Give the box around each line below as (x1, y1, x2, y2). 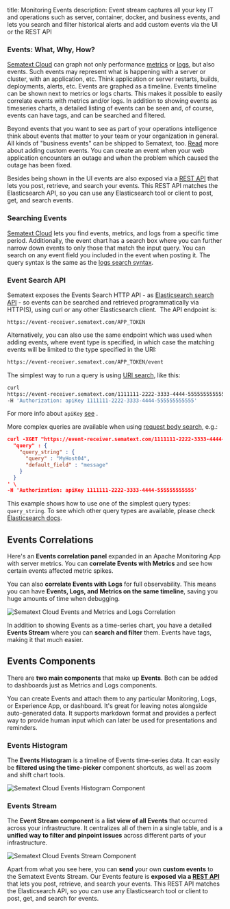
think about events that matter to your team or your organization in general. (7, 132, 219, 140)
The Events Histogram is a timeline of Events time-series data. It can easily (7, 756, 220, 764)
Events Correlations (7, 534, 94, 545)
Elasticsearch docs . (7, 514, 63, 522)
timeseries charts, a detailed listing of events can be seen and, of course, (7, 104, 214, 113)
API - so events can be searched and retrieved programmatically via (7, 298, 199, 306)
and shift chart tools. (7, 771, 66, 779)
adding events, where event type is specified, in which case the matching (7, 338, 214, 346)
